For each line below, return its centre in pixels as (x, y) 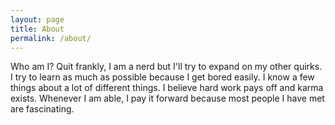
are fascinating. (42, 109)
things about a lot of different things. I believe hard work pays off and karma (167, 88)
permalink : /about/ (51, 38)
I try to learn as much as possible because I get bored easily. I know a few (162, 77)
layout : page (37, 19)
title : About (37, 29)
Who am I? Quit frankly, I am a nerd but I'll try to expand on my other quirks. (166, 67)
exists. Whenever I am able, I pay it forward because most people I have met (167, 98)
